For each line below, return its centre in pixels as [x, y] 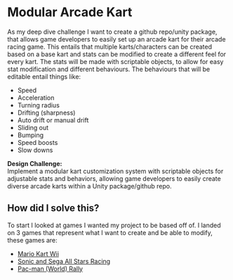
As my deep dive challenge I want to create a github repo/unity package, [112, 32]
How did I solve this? [53, 208]
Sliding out [33, 127]
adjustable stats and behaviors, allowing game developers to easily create [114, 178]
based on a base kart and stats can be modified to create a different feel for [117, 54]
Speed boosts [38, 142]
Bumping [31, 135]
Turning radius [38, 105]
